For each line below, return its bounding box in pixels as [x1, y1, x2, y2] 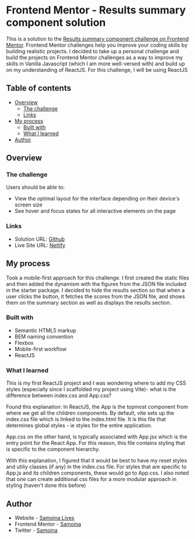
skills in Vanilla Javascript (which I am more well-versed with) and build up [6, 60, 185, 67]
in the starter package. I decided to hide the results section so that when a [6, 286, 185, 293]
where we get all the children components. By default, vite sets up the [6, 410, 175, 417]
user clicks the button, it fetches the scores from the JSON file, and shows [6, 293, 185, 300]
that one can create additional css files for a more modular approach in [6, 476, 177, 483]
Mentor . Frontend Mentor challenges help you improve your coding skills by [6, 42, 188, 49]
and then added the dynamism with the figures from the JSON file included [6, 280, 187, 287]
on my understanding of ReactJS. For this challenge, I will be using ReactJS [6, 66, 188, 73]
